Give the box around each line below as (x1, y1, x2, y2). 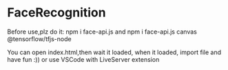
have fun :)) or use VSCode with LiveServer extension (7, 55, 160, 63)
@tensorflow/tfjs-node (7, 34, 72, 43)
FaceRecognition (7, 5, 106, 21)
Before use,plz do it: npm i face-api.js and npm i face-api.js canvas (7, 27, 198, 36)
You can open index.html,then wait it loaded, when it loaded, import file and (7, 48, 222, 56)
